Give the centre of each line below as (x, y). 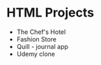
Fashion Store (37, 39)
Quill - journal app (42, 46)
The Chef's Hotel (41, 32)
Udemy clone (36, 54)
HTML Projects (50, 13)
